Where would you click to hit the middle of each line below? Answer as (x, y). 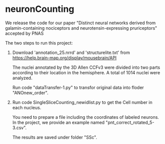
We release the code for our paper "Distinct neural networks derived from (81, 23)
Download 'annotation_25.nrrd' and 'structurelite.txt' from (71, 52)
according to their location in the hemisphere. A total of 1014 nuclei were (86, 72)
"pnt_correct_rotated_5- (130, 122)
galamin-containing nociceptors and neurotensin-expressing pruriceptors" (81, 28)
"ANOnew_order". (30, 93)
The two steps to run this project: (39, 43)
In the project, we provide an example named (58, 122)
